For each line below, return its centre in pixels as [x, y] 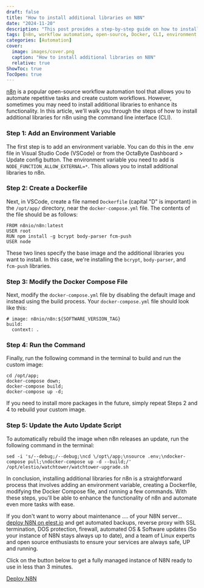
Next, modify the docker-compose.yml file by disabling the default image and [101, 295]
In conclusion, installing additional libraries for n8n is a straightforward [94, 478]
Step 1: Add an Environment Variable [61, 133]
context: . [25, 330]
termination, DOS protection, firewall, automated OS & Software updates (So [101, 529]
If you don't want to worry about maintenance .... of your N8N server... [94, 516]
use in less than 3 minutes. [40, 567]
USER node [19, 241]
